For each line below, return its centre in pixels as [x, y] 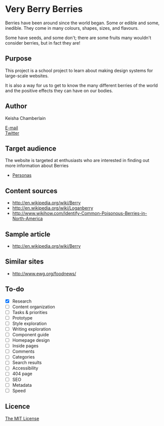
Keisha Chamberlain [25, 118]
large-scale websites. [27, 76]
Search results [27, 363]
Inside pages [25, 346]
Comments [23, 351]
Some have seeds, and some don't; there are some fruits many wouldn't [78, 38]
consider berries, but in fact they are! [43, 43]
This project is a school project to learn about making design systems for [79, 70]
